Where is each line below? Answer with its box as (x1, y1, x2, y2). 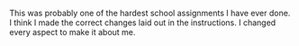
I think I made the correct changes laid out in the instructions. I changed (9, 17, 276, 28)
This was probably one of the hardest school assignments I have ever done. (9, 8, 291, 18)
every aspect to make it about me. (9, 27, 136, 37)
